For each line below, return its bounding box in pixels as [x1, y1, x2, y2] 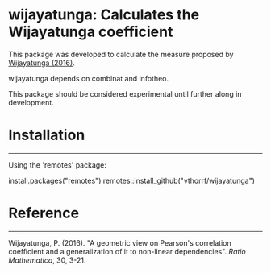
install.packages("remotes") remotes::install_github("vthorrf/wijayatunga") [8, 176, 256, 185]
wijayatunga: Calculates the [8, 6, 200, 24]
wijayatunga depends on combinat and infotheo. [8, 73, 169, 83]
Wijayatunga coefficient [8, 23, 173, 41]
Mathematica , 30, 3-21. [8, 255, 86, 265]
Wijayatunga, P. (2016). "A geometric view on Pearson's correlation [8, 238, 231, 247]
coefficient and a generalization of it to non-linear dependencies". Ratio [8, 246, 246, 256]
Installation [8, 126, 85, 144]
